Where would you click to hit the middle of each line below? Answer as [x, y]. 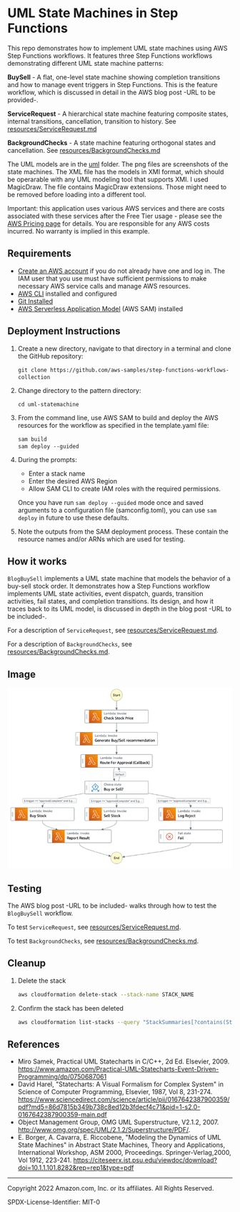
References [34, 1044]
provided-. [23, 100]
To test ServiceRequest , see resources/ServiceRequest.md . [94, 927]
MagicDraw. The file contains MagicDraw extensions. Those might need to [117, 186]
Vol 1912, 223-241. [45, 1160]
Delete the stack [42, 981]
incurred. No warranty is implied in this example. [79, 231]
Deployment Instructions [64, 331]
